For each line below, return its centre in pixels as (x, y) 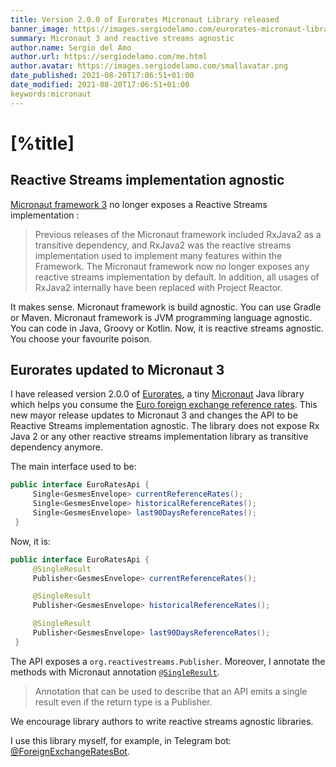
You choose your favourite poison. (81, 338)
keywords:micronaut (51, 94)
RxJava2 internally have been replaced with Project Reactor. (158, 287)
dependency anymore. (56, 447)
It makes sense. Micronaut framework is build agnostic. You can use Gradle (166, 307)
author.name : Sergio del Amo (71, 47)
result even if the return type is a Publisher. (123, 702)
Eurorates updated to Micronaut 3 (117, 370)
